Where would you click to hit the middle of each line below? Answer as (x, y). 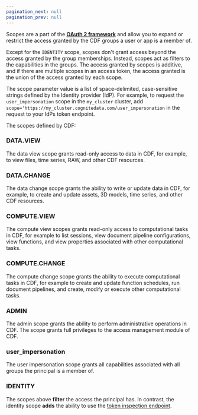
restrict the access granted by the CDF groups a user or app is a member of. (99, 40)
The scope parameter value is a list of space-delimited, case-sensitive (92, 88)
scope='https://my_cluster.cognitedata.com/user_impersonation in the (93, 107)
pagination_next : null (34, 12)
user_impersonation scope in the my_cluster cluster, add (75, 101)
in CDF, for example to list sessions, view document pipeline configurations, (98, 236)
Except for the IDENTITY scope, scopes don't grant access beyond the (91, 52)
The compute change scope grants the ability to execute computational (93, 276)
